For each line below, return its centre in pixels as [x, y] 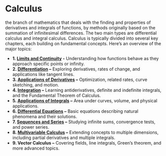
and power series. [31, 127]
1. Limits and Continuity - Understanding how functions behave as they [85, 58]
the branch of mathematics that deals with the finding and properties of [78, 22]
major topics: [19, 49]
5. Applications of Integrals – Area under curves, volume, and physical [85, 100]
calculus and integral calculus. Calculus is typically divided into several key [82, 38]
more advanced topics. [36, 148]
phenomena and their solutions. [45, 116]
